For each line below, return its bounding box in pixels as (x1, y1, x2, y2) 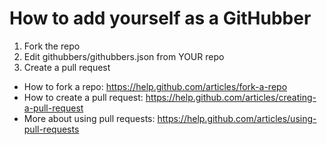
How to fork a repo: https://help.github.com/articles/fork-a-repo (23, 80, 288, 92)
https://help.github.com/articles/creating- (145, 91, 317, 103)
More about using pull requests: (23, 112, 156, 124)
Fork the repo (23, 40, 81, 52)
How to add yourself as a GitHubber (9, 7, 312, 30)
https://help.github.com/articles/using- (157, 112, 317, 124)
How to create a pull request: (23, 91, 144, 103)
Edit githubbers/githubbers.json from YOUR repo (23, 50, 225, 62)
